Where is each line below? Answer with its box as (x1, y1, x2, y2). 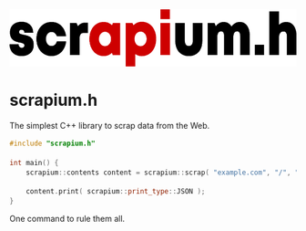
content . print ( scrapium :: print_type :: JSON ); (25, 187, 206, 196)
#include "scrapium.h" (9, 139, 96, 148)
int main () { (9, 158, 59, 167)
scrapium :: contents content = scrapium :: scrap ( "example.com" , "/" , (25, 168, 291, 177)
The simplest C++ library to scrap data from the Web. (9, 120, 210, 131)
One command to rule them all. (9, 214, 126, 225)
